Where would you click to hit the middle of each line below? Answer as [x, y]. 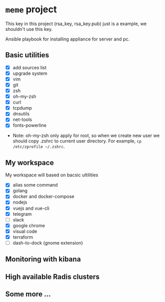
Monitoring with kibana [43, 259]
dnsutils [21, 114]
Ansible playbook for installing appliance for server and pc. [67, 39]
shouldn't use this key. [29, 29]
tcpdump [22, 108]
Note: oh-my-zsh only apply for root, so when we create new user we [86, 136]
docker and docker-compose [43, 196]
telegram [22, 214]
